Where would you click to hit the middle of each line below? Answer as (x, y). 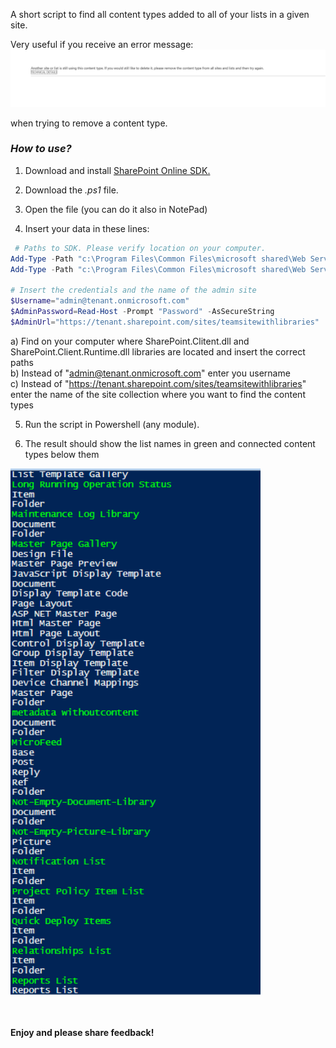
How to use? (41, 149)
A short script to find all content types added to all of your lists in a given (160, 14)
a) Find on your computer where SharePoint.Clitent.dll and (130, 341)
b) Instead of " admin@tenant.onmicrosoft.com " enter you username (150, 373)
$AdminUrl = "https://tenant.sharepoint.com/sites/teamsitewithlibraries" (165, 322)
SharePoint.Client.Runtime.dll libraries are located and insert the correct (158, 351)
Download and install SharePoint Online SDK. (117, 170)
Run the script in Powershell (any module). (112, 424)
